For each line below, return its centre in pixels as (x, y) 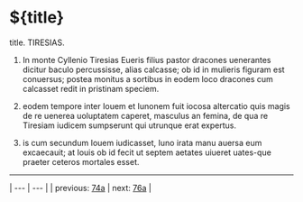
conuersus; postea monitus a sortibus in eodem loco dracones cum (147, 78)
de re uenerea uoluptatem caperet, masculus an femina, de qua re (145, 115)
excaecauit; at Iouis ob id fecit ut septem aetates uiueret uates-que (147, 152)
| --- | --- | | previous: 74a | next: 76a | (80, 188)
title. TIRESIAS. (37, 42)
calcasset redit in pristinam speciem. (91, 88)
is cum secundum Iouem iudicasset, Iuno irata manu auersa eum (142, 142)
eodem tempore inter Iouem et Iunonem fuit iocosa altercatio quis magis (156, 106)
